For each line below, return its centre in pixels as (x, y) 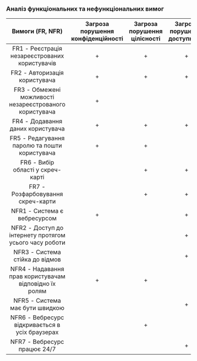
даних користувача (37, 129)
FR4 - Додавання (37, 121)
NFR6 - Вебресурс (37, 317)
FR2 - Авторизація (37, 73)
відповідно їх (37, 284)
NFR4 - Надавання (37, 269)
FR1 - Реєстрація (37, 49)
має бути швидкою (37, 308)
